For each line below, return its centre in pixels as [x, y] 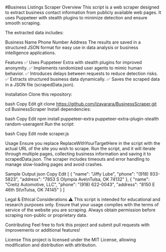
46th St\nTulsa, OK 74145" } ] [35, 190]
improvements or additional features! [43, 230]
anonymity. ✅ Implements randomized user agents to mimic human [74, 68]
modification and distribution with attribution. [51, 245]
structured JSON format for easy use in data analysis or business [72, 47]
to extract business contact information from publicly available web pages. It [83, 12]
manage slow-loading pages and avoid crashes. [54, 164]
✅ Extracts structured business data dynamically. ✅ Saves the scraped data [83, 79]
